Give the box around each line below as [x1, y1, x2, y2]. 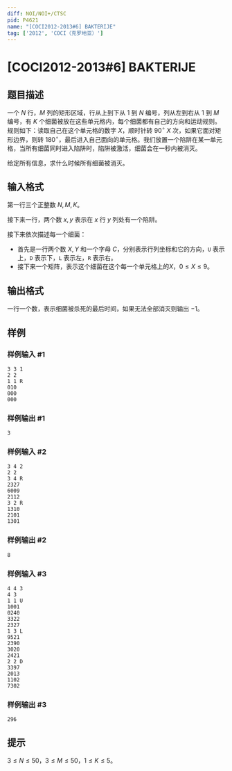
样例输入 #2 [7, 447, 47, 457]
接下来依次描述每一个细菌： [7, 230, 87, 238]
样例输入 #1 [7, 349, 45, 359]
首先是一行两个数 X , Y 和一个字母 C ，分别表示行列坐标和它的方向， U [17, 245, 211, 254]
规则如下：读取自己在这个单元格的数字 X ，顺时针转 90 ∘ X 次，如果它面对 [7, 125, 215, 134]
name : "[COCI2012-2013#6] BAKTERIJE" [7, 23, 116, 30]
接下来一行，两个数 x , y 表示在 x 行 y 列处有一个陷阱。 [7, 216, 161, 224]
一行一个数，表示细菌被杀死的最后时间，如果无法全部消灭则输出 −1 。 [7, 305, 204, 313]
